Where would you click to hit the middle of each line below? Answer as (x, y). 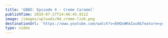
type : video (17, 28)
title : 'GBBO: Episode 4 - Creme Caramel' (50, 10)
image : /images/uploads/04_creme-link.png (50, 19)
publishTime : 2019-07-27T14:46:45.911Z (47, 14)
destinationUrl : (22, 23)
